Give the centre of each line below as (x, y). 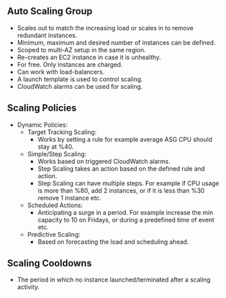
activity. (28, 287)
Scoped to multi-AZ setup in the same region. (81, 50)
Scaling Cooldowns (49, 263)
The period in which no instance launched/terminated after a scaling (114, 280)
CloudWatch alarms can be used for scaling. (80, 86)
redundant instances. (47, 35)
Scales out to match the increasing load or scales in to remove (105, 28)
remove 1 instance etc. (69, 198)
